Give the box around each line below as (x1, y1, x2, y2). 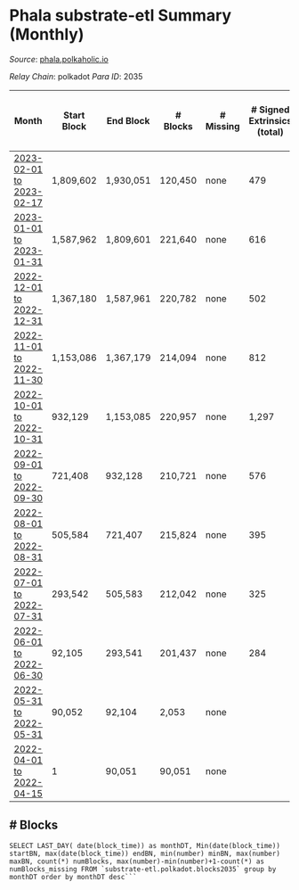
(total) (256, 126, 285, 138)
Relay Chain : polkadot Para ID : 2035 (9, 70, 143, 81)
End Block (106, 114, 150, 127)
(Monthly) (9, 24, 85, 45)
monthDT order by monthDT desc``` (9, 872, 138, 881)
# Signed (250, 103, 290, 116)
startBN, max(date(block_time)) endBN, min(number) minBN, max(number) (9, 849, 280, 858)
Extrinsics (248, 114, 293, 127)
